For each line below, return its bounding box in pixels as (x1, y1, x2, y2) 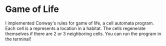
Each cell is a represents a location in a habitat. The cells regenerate (5, 25, 146, 31)
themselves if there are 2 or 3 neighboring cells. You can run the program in (5, 30, 161, 36)
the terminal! (5, 36, 31, 42)
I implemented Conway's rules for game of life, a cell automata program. (5, 20, 154, 26)
